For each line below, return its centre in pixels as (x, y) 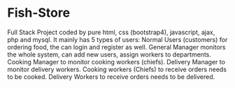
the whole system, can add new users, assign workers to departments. (109, 54)
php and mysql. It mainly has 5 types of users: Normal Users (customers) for (117, 39)
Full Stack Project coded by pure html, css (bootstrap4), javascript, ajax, (111, 32)
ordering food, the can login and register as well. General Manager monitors (116, 47)
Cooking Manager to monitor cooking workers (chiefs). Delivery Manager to (116, 61)
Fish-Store (39, 13)
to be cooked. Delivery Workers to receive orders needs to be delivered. (111, 76)
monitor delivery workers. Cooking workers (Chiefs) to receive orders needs (117, 69)
